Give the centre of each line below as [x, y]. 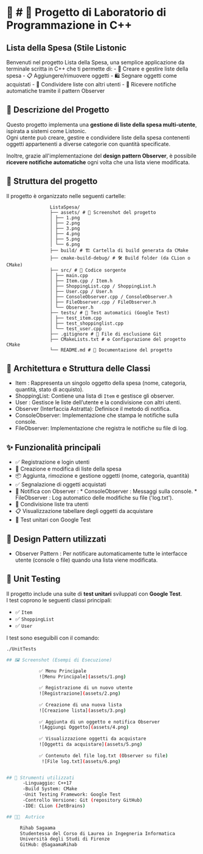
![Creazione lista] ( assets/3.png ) [82, 711]
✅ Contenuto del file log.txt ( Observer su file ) [103, 756]
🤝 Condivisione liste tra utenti [52, 504]
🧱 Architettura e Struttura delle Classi [78, 369]
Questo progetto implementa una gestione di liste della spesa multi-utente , [102, 125]
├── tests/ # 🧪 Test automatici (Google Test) [110, 312]
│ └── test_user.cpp [76, 329]
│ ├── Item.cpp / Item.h [81, 281]
